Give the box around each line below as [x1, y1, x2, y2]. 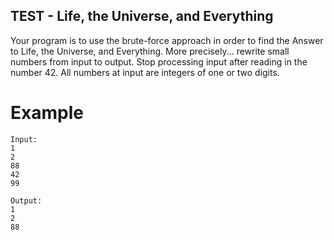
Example [10, 102, 84, 124]
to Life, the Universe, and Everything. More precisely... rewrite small [10, 45, 290, 57]
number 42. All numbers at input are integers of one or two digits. [10, 66, 280, 78]
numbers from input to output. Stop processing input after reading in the [10, 55, 308, 68]
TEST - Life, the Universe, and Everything [10, 8, 274, 25]
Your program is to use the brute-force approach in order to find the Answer [10, 34, 324, 46]
